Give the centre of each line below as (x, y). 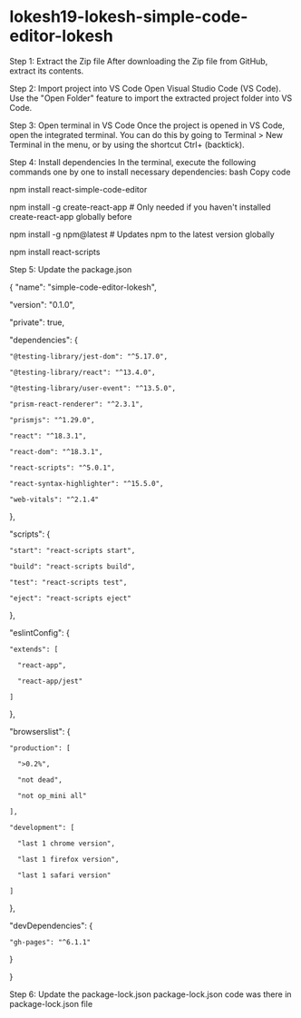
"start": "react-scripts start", (73, 550)
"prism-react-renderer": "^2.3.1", (77, 404)
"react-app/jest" (50, 681)
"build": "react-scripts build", (73, 566)
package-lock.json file (51, 1003)
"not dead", (40, 780)
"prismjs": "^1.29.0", (52, 420)
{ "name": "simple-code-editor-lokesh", (83, 287)
